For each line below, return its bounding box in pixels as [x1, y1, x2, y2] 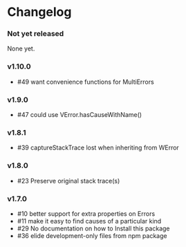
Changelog [7, 4, 72, 20]
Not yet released [7, 29, 64, 39]
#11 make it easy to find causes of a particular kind [17, 217, 162, 225]
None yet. [7, 44, 35, 53]
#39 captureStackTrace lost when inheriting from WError [17, 143, 180, 152]
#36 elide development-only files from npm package [17, 231, 167, 239]
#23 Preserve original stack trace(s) [17, 176, 120, 185]
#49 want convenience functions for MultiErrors [17, 77, 154, 86]
